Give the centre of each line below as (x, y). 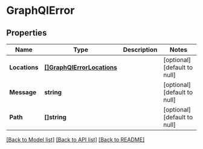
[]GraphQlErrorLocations (81, 67)
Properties (27, 33)
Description (140, 50)
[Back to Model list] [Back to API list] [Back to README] (76, 140)
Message (23, 92)
